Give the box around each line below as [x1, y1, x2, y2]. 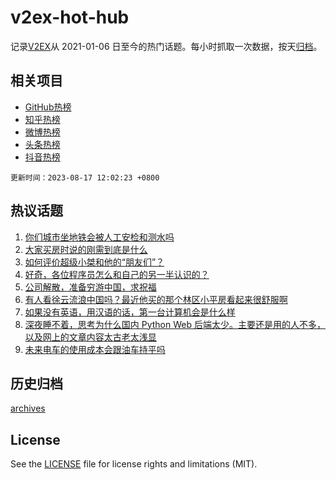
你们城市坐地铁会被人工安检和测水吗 [24, 231, 175, 243]
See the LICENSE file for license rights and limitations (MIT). [10, 458, 258, 470]
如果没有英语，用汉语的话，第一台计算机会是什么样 [24, 306, 236, 318]
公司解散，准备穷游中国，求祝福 [24, 281, 157, 293]
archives [10, 402, 46, 415]
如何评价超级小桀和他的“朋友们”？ [24, 256, 165, 268]
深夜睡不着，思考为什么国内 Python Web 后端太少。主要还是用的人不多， [24, 318, 326, 330]
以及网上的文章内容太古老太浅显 [24, 331, 157, 343]
